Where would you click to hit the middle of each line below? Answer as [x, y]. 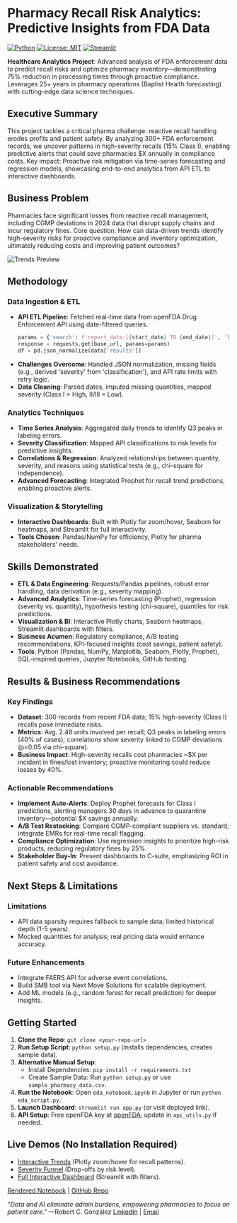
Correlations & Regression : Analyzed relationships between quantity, [119, 458]
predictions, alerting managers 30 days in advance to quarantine [112, 811]
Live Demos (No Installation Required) [93, 1145]
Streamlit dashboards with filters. [66, 629]
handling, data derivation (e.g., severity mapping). [90, 591]
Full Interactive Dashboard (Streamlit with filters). [89, 1176]
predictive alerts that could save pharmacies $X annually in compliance [111, 153]
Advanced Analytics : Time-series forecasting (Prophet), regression [117, 599]
